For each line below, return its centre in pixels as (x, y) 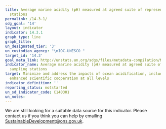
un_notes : (15, 97)
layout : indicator (24, 28)
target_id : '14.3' (24, 55)
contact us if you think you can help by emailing (54, 116)
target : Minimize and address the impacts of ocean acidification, (76, 74)
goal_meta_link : (22, 60)
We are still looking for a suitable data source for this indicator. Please (76, 111)
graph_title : (19, 42)
